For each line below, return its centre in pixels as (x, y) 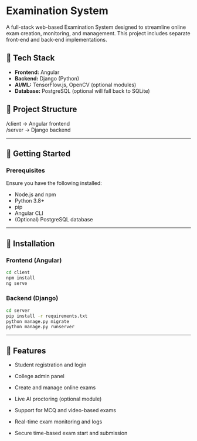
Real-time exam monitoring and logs (58, 422)
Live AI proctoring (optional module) (58, 399)
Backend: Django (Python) (47, 78)
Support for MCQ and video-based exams (65, 410)
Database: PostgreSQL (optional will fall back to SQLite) (82, 91)
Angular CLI (29, 213)
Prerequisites (26, 170)
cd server (18, 310)
